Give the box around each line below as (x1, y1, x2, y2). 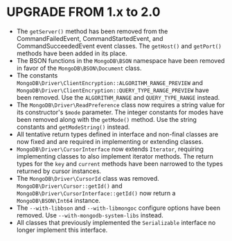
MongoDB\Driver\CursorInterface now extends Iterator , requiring (16, 145, 204, 153)
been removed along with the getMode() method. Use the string (16, 115, 197, 123)
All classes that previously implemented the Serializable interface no (16, 218, 216, 226)
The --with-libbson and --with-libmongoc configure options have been (16, 204, 221, 212)
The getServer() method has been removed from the (16, 27, 168, 35)
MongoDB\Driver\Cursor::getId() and (16, 181, 123, 190)
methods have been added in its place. (16, 49, 127, 57)
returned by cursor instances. (16, 167, 102, 175)
